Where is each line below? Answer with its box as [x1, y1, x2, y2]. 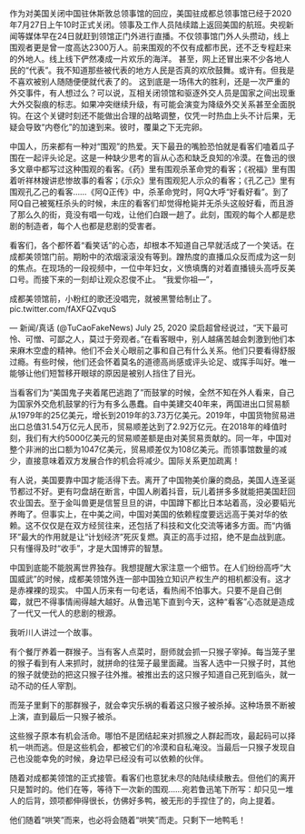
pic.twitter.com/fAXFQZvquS [9, 304, 117, 314]
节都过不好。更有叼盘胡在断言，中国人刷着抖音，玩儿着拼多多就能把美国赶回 [9, 486, 296, 497]
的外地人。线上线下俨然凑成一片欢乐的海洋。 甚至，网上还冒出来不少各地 [9, 54, 282, 64]
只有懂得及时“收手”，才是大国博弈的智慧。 [9, 543, 168, 553]
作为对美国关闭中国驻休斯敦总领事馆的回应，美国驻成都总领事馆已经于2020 [9, 8, 292, 18]
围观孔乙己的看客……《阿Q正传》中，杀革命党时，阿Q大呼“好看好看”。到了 [9, 186, 289, 197]
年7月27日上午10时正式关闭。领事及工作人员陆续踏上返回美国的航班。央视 [9, 19, 286, 30]
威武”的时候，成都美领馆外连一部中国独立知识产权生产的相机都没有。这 [16, 574, 284, 584]
